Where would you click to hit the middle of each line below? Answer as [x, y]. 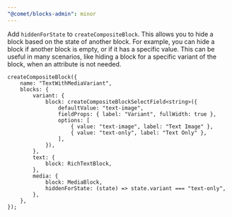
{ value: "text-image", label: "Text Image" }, [142, 127]
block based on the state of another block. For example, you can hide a [111, 41]
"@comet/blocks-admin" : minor [52, 14]
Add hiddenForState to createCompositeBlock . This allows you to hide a [110, 34]
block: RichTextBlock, [79, 163]
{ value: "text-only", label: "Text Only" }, [139, 133]
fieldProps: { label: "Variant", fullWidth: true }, [137, 114]
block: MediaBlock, [74, 182]
